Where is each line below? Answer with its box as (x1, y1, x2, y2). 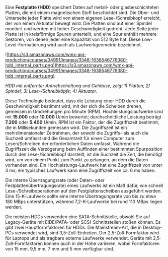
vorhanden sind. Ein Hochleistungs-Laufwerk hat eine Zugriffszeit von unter (5, 162, 162, 168)
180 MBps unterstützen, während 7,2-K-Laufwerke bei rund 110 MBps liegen (5, 199, 162, 205)
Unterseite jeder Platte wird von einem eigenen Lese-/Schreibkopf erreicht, (5, 15, 161, 21)
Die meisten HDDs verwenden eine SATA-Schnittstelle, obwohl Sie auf (5, 214, 150, 220)
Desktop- (142, 224, 162, 230)
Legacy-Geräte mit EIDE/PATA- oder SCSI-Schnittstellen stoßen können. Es (5, 219, 161, 225)
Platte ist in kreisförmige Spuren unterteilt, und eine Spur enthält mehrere (5, 31, 157, 37)
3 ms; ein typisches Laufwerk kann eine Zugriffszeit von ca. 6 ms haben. (5, 167, 156, 173)
